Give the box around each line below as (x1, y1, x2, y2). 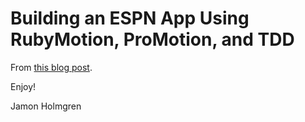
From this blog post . (10, 61, 93, 73)
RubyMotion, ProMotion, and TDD (10, 28, 295, 51)
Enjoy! (10, 80, 37, 92)
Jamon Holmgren (10, 100, 82, 112)
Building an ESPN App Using (10, 7, 250, 30)
